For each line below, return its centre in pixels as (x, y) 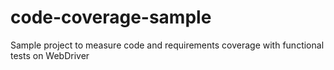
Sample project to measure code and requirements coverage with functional (167, 45)
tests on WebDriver (50, 55)
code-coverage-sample (111, 17)
